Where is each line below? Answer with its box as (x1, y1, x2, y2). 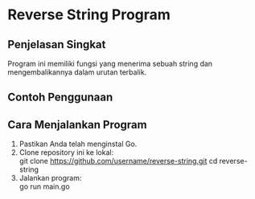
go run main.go (19, 182, 70, 192)
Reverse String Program (7, 6, 171, 24)
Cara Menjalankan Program (7, 118, 147, 132)
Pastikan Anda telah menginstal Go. (19, 139, 138, 149)
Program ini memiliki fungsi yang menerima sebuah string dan (7, 59, 213, 68)
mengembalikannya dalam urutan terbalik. (7, 67, 147, 77)
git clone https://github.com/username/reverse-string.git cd (19, 156, 218, 166)
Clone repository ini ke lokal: (19, 148, 114, 157)
